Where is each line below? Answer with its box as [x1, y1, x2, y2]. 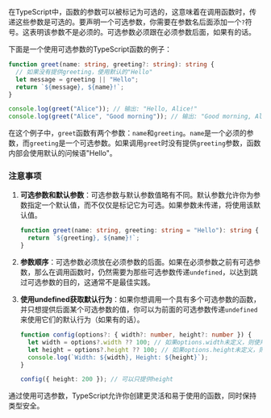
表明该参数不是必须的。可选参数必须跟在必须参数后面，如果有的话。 [29, 27, 256, 36]
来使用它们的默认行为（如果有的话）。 [19, 315, 144, 324]
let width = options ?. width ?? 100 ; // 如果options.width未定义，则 [27, 338, 254, 346]
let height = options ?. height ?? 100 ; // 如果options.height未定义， [27, 345, 260, 353]
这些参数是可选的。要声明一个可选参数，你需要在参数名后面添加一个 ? [15, 17, 246, 27]
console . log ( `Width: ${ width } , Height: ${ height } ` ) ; [27, 353, 209, 362]
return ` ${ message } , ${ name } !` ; [15, 83, 125, 91]
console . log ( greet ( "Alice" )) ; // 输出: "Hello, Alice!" [8, 105, 198, 113]
